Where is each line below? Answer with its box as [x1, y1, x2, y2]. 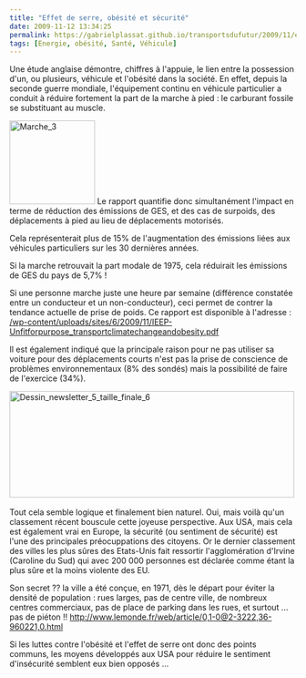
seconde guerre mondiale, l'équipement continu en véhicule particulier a [9, 83, 282, 94]
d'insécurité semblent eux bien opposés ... [9, 658, 169, 670]
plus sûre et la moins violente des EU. [9, 565, 150, 576]
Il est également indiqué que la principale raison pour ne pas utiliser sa [9, 344, 275, 355]
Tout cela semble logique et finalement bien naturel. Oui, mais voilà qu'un [9, 507, 285, 518]
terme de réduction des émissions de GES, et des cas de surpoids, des [9, 206, 276, 217]
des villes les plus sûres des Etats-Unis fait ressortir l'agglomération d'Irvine [9, 546, 295, 557]
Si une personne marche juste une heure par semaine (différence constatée [9, 288, 293, 299]
